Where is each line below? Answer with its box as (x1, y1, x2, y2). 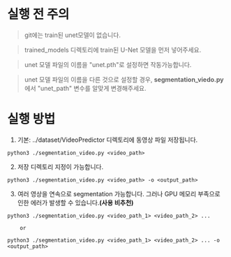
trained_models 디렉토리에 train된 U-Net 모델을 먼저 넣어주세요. (24, 45, 202, 54)
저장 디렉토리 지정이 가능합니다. (17, 162, 103, 171)
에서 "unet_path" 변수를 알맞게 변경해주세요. (24, 84, 147, 92)
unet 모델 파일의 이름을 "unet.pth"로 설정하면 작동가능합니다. (24, 60, 192, 68)
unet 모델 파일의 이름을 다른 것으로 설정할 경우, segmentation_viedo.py (24, 75, 225, 84)
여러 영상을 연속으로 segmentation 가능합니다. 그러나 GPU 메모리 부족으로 (17, 189, 221, 198)
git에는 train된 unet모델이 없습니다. (24, 31, 121, 39)
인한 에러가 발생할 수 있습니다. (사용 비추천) (17, 198, 134, 207)
